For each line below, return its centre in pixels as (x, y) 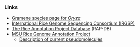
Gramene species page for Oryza (46, 18)
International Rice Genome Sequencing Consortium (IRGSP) (73, 23)
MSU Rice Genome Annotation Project (51, 34)
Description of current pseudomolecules (61, 39)
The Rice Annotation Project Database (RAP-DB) (62, 29)
